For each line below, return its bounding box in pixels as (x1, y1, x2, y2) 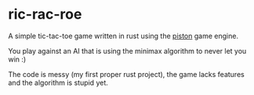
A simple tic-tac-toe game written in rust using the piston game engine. (8, 31, 239, 40)
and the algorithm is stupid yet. (8, 78, 108, 87)
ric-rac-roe (8, 5, 82, 23)
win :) (8, 55, 27, 64)
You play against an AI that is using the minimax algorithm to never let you (8, 46, 247, 55)
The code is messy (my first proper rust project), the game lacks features (8, 69, 245, 79)
